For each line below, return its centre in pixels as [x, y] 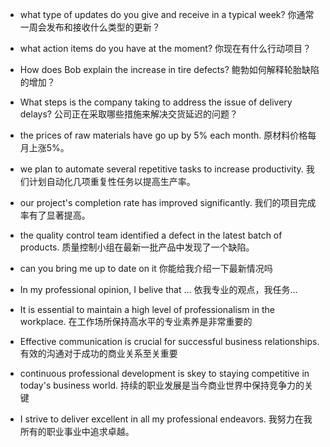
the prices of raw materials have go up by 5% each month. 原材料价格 [163, 135]
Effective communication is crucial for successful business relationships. [169, 341]
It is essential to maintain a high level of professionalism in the [147, 309]
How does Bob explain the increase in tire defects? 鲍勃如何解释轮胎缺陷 [169, 69]
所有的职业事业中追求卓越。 [77, 431]
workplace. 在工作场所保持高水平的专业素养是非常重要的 [136, 321]
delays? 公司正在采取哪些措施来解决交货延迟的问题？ [128, 114]
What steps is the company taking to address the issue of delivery [156, 102]
